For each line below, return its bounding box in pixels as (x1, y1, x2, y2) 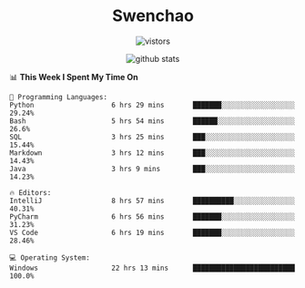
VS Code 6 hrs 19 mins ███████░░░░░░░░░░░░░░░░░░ (9, 228, 296, 237)
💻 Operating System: (9, 252, 91, 262)
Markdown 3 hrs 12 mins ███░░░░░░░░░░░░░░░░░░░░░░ (9, 148, 296, 158)
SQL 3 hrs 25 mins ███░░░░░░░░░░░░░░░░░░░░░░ (9, 132, 296, 141)
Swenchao (112, 5, 194, 26)
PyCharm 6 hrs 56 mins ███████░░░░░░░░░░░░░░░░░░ (9, 211, 296, 221)
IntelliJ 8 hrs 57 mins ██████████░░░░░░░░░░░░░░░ (9, 196, 296, 205)
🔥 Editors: (9, 188, 52, 197)
